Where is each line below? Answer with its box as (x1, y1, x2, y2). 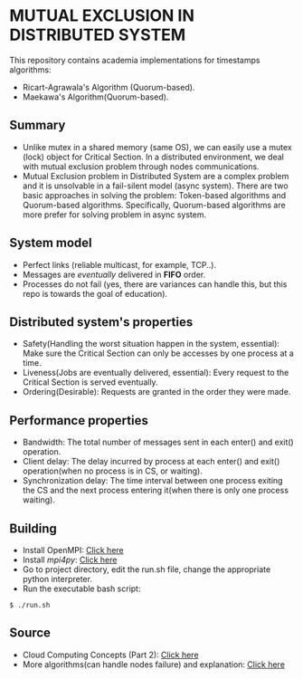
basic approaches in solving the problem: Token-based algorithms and (22, 189, 287, 200)
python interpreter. (22, 574, 93, 584)
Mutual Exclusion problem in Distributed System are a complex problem (22, 170, 289, 181)
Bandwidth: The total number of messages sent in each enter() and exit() (22, 436, 294, 448)
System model (9, 235, 92, 251)
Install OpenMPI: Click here (22, 545, 124, 555)
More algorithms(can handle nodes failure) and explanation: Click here (22, 658, 285, 670)
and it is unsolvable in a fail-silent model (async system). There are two (22, 180, 289, 191)
